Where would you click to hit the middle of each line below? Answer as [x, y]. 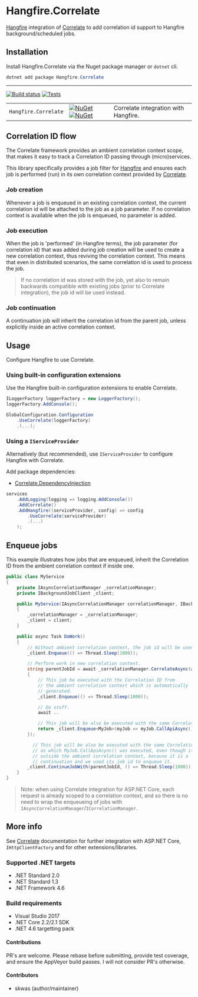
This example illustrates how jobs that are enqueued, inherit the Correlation [97, 560]
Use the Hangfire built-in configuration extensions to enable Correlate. [92, 388]
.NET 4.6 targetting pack [44, 928]
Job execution [27, 230]
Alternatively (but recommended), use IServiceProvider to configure [90, 454]
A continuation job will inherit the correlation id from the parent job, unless [96, 321]
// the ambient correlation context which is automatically [113, 686]
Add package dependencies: [41, 472]
